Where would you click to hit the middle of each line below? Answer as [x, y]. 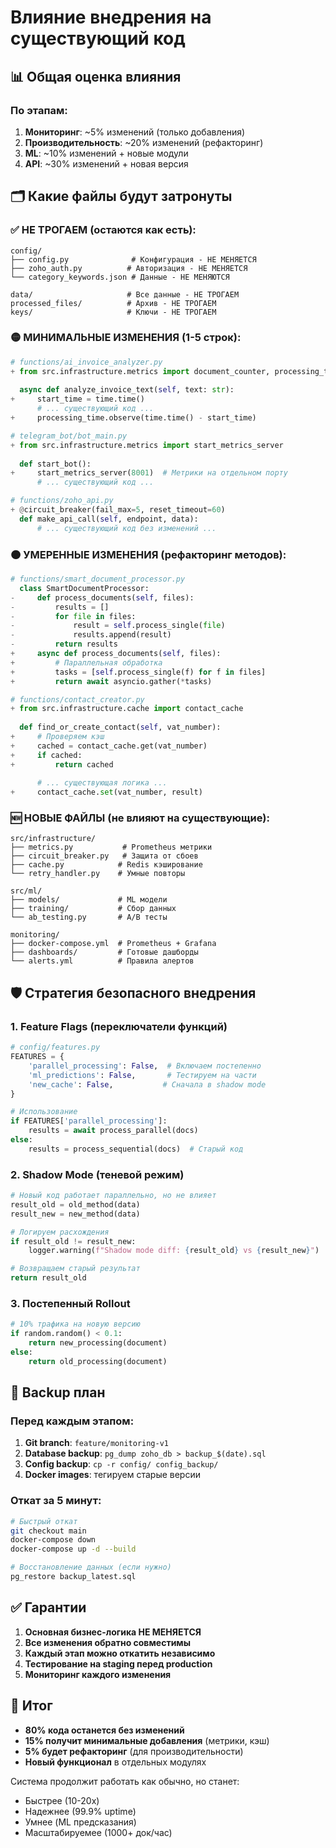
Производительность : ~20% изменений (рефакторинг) [144, 142]
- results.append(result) [91, 635]
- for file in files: [73, 616]
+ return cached [62, 764]
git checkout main [48, 1531]
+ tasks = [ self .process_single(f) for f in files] [138, 672]
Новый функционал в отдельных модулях [115, 1762]
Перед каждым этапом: [72, 1421]
